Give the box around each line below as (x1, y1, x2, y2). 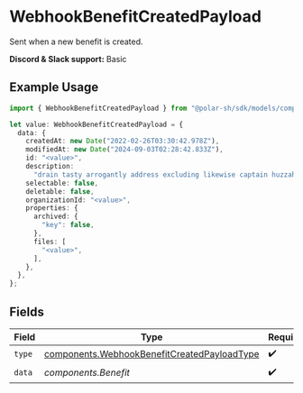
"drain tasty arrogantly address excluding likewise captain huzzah (32, 169, 297, 179)
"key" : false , (41, 221, 95, 230)
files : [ (32, 237, 67, 246)
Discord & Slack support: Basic (9, 53, 127, 64)
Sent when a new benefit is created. (9, 36, 143, 47)
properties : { (25, 204, 78, 213)
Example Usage (9, 79, 99, 96)
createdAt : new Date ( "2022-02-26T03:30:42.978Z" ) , (25, 137, 220, 146)
